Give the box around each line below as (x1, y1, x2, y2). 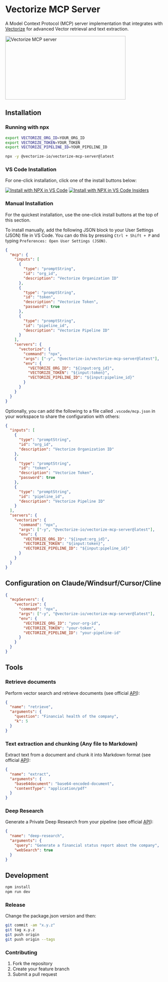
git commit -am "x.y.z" (5, 923, 56, 928)
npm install (5, 884, 30, 890)
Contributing (5, 949, 37, 956)
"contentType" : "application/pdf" (14, 786, 87, 791)
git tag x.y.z (5, 928, 35, 933)
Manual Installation (5, 200, 54, 207)
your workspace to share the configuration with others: (5, 413, 120, 419)
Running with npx (5, 124, 50, 131)
